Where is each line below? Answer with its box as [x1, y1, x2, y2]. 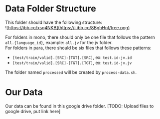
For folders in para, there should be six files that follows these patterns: [5, 45, 152, 51]
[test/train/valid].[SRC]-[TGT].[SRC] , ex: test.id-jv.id [12, 54, 132, 60]
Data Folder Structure [5, 3, 96, 14]
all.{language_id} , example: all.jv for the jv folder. [5, 39, 113, 45]
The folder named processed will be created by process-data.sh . [5, 69, 137, 75]
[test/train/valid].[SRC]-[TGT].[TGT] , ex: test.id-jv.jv [12, 59, 132, 65]
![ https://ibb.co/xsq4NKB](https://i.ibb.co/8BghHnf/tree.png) [5, 24, 130, 30]
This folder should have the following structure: [5, 19, 102, 25]
